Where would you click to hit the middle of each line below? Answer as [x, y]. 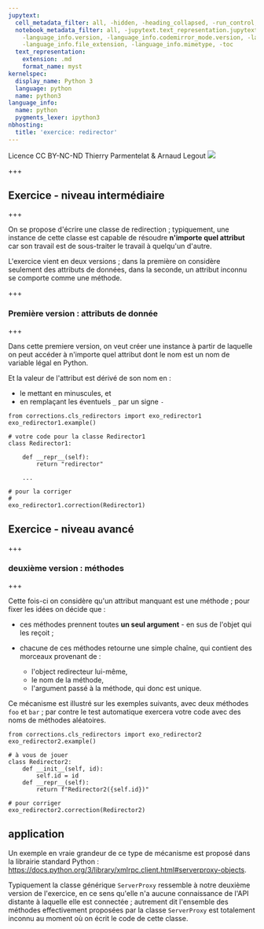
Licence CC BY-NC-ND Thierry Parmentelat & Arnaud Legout [107, 155]
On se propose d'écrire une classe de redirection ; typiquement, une [119, 229]
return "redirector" [70, 464]
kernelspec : [27, 74]
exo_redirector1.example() [52, 422]
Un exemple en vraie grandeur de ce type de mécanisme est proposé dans [129, 853]
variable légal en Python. [48, 363]
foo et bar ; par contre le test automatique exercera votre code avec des [125, 711]
